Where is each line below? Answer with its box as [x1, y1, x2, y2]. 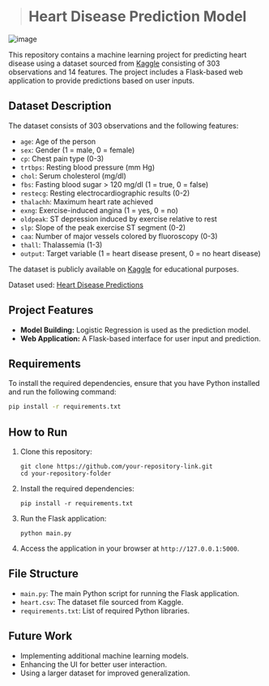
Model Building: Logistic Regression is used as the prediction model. [19, 324, 251, 335]
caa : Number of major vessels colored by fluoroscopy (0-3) [19, 231, 218, 241]
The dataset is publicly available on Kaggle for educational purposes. [8, 264, 239, 274]
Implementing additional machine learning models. [19, 650, 189, 660]
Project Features [8, 303, 94, 317]
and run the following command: [8, 387, 117, 397]
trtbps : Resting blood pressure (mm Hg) [19, 162, 156, 172]
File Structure [8, 567, 79, 581]
